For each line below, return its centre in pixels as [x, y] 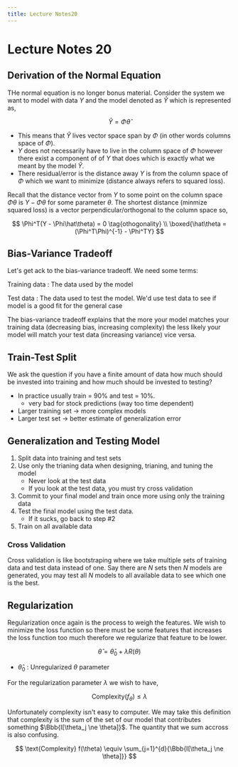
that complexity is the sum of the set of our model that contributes [104, 719]
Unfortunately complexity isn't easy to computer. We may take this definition [119, 712]
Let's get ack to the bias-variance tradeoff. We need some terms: [103, 271]
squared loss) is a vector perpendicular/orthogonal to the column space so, [118, 210]
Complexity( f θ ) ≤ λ [119, 697]
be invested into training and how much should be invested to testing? [110, 382]
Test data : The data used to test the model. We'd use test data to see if [112, 298]
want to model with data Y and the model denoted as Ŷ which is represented [119, 100]
